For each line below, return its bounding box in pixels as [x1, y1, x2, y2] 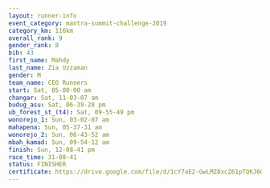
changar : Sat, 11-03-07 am [8, 94, 99, 102]
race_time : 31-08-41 [8, 153, 78, 161]
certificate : [8, 168, 52, 176]
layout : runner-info [8, 11, 78, 20]
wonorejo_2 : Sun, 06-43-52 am [8, 130, 110, 138]
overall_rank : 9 [8, 34, 63, 42]
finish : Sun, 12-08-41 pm [8, 146, 95, 154]
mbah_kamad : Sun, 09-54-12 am [8, 138, 110, 146]
